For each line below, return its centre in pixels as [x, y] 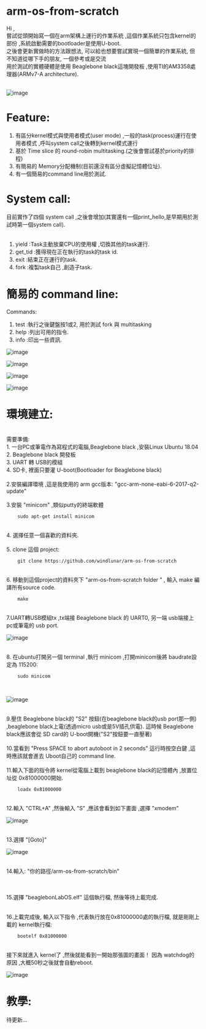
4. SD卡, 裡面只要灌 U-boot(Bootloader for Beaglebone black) [84, 470]
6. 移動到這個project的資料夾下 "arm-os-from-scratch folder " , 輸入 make [100, 579]
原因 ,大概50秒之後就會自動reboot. [50, 962]
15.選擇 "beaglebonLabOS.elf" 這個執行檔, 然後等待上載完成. [82, 897]
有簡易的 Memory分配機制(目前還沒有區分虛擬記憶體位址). [88, 166]
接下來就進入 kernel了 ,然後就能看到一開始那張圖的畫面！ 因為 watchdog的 [101, 955]
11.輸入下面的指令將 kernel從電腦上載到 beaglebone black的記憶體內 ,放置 [99, 770]
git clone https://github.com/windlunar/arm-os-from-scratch [97, 561]
